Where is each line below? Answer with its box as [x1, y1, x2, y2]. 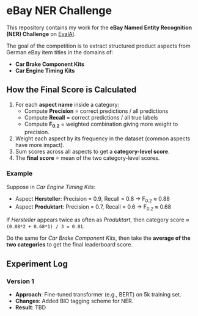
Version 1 [6, 277, 35, 285]
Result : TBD [15, 304, 46, 311]
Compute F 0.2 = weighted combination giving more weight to [24, 120, 178, 129]
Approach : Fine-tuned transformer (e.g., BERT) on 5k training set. [15, 291, 182, 298]
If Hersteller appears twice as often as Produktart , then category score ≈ [6, 216, 189, 223]
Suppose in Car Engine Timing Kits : [6, 183, 96, 190]
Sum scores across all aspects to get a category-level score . [15, 148, 170, 155]
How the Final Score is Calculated [6, 85, 137, 95]
